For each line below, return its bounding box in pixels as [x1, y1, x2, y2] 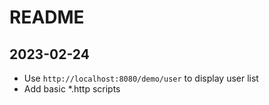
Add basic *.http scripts [23, 83, 121, 95]
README [9, 6, 85, 29]
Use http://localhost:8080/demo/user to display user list [23, 72, 259, 84]
